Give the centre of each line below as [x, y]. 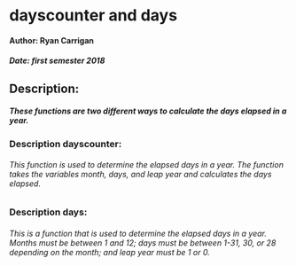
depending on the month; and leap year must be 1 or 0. [109, 252]
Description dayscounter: [66, 144]
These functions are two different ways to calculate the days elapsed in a [148, 111]
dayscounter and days [93, 16]
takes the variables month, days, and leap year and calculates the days [140, 175]
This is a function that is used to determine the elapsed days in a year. [138, 233]
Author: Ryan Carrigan [52, 40]
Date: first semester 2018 [57, 61]
